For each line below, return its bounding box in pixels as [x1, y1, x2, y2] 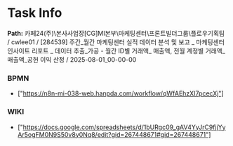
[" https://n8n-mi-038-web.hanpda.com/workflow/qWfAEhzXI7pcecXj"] [17, 89, 224, 98]
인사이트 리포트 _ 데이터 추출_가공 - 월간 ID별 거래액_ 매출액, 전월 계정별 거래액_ [7, 46, 226, 55]
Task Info [7, 5, 62, 21]
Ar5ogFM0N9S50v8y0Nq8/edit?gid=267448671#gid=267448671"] [17, 130, 211, 138]
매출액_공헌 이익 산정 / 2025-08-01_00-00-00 [7, 55, 137, 64]
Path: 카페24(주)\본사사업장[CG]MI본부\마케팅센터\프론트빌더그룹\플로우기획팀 [7, 29, 225, 37]
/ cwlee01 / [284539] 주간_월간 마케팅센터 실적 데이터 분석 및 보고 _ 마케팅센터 [7, 37, 225, 46]
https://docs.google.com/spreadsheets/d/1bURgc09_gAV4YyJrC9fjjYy [22, 123, 226, 131]
